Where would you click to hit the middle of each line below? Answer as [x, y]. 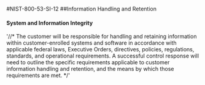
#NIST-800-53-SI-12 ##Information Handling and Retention [81, 9]
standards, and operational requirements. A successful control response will [103, 56]
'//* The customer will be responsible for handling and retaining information [102, 37]
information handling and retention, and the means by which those [90, 69]
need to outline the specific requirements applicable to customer [88, 62]
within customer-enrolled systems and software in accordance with [91, 43]
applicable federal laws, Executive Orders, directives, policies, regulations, [100, 50]
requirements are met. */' [38, 75]
